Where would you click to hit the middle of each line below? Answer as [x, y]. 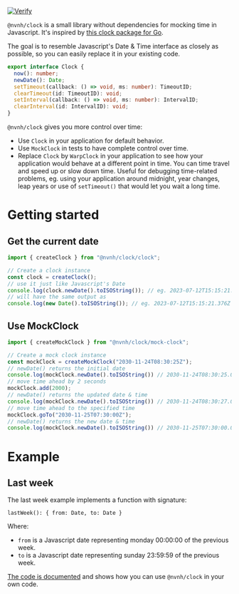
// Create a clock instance [49, 270]
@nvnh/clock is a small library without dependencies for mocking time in [112, 25]
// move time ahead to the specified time [71, 408]
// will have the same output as [57, 297]
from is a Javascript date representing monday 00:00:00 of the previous [123, 540]
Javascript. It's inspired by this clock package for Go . [85, 32]
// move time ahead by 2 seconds [57, 382]
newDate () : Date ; [39, 80]
